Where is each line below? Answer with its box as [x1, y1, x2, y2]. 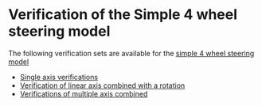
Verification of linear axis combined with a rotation [19, 81, 186, 90]
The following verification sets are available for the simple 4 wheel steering [8, 48, 255, 58]
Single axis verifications [19, 72, 98, 81]
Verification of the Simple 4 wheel [8, 6, 237, 24]
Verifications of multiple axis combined [19, 89, 148, 98]
